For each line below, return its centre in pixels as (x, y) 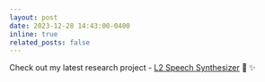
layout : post (34, 17)
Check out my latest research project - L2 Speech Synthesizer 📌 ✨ (132, 68)
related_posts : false (50, 42)
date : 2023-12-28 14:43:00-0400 (70, 26)
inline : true (34, 34)
